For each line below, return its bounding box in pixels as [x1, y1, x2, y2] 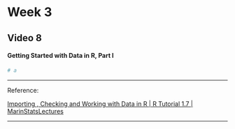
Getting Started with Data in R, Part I [7, 52, 114, 60]
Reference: [7, 86, 39, 94]
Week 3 [7, 4, 52, 20]
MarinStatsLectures [7, 107, 64, 115]
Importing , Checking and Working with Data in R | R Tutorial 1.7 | [7, 99, 194, 108]
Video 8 [7, 32, 42, 44]
